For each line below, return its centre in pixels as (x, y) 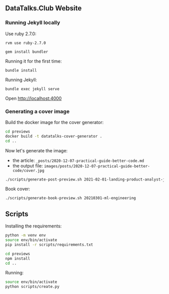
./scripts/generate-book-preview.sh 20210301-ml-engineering (71, 198)
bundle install (21, 70)
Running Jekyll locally (33, 23)
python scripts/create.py (32, 287)
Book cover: (18, 189)
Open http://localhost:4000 (33, 98)
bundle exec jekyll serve (32, 89)
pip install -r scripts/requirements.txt (49, 245)
